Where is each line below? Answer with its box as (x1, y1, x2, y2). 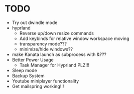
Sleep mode (12, 67, 37, 73)
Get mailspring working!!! (12, 83, 64, 89)
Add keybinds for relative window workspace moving (19, 35, 129, 41)
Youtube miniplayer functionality (12, 78, 79, 84)
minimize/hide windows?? (19, 46, 73, 52)
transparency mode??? (19, 40, 67, 46)
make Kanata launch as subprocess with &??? (12, 51, 106, 57)
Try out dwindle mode (12, 19, 58, 25)
